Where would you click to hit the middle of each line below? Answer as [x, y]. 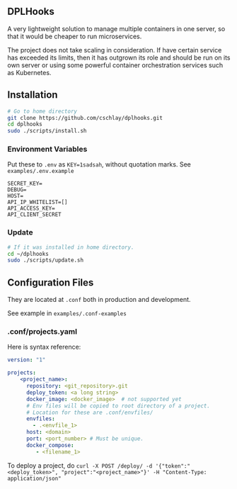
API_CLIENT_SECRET [34, 215]
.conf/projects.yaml [42, 332]
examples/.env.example [41, 172]
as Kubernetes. [29, 72]
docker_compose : [50, 445]
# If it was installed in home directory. [71, 247]
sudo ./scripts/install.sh [47, 131]
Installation [33, 95]
